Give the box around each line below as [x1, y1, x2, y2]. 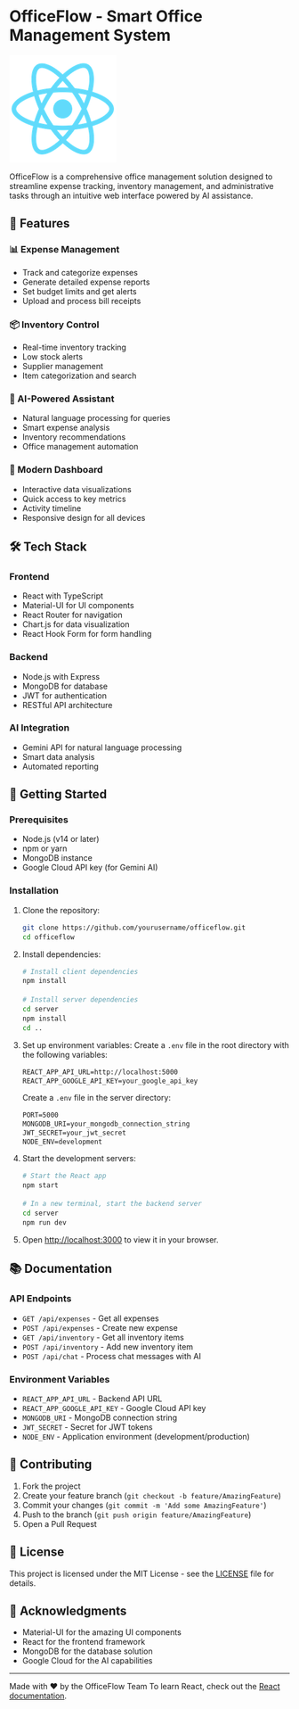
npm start [21, 1180, 60, 1190]
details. [9, 1577, 36, 1589]
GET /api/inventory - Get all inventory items [21, 1332, 184, 1342]
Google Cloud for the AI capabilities [21, 1655, 153, 1666]
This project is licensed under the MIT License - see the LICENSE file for [9, 1568, 274, 1579]
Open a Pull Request [21, 1518, 98, 1529]
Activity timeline [21, 502, 82, 514]
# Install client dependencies [21, 967, 139, 976]
